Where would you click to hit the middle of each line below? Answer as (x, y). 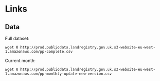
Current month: (20, 61)
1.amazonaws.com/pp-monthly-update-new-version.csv (58, 74)
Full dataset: (17, 38)
